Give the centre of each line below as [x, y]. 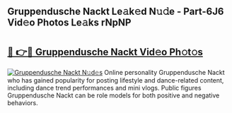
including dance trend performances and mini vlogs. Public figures [104, 88]
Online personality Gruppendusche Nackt [164, 72]
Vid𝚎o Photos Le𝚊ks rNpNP [69, 23]
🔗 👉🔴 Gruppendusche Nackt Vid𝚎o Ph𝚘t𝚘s [105, 52]
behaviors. [23, 103]
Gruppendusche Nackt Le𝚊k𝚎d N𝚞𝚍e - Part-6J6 [116, 12]
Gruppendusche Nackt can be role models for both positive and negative [114, 95]
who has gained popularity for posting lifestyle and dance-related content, [116, 80]
